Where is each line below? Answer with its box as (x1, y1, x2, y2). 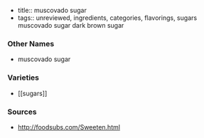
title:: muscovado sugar (17, 6, 87, 14)
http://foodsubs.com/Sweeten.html (17, 122, 121, 131)
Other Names (7, 38, 55, 48)
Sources (7, 107, 37, 117)
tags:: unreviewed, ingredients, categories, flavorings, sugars (17, 14, 198, 22)
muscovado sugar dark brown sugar (17, 21, 124, 29)
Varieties (7, 73, 39, 83)
